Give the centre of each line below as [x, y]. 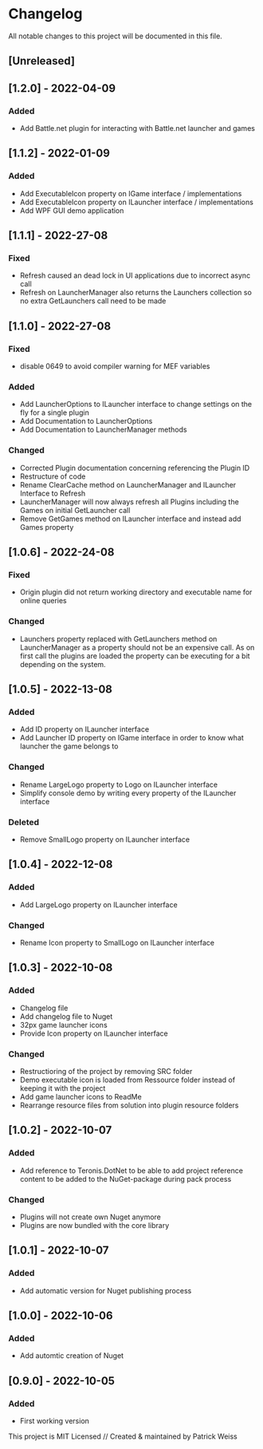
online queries [43, 601]
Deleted [24, 822]
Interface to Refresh [53, 493]
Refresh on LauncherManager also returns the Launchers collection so [136, 293]
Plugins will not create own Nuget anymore [90, 1217]
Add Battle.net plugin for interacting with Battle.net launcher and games [137, 128]
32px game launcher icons [63, 1025]
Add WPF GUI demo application [72, 210]
